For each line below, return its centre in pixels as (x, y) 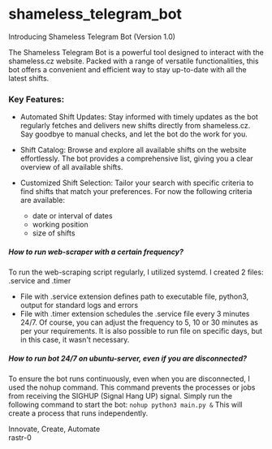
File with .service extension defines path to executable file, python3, (134, 296)
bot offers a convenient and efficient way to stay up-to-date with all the (128, 69)
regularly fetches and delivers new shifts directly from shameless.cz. (135, 126)
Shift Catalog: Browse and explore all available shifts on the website (133, 150)
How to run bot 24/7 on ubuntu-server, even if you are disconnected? (128, 358)
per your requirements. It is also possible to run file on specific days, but (141, 331)
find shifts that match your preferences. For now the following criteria (136, 192)
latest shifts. (29, 78)
